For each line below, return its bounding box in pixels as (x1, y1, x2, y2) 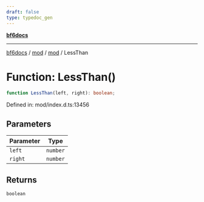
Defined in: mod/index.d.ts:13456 (6, 101, 90, 108)
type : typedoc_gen (6, 15, 53, 21)
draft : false (6, 9, 39, 15)
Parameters (6, 119, 52, 129)
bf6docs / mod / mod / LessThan (6, 49, 89, 56)
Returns (6, 175, 38, 185)
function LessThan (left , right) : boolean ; (6, 90, 115, 96)
